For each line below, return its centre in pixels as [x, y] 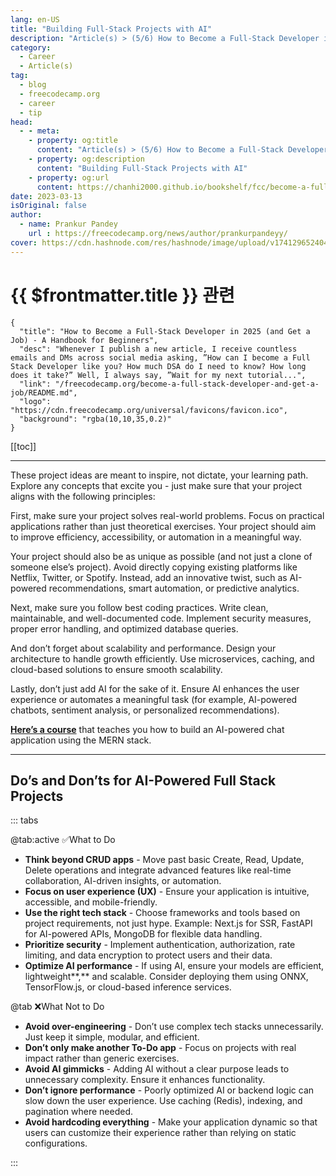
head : [21, 122]
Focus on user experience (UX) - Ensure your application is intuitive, [167, 892]
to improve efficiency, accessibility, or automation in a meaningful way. [156, 537]
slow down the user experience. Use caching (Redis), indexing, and [163, 1101]
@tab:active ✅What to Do [63, 840]
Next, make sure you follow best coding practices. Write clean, [139, 607]
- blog [33, 85]
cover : [24, 242]
